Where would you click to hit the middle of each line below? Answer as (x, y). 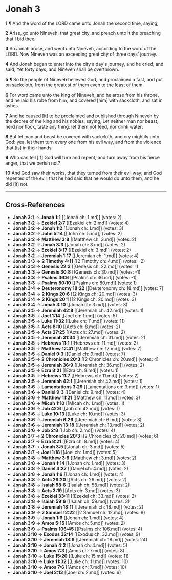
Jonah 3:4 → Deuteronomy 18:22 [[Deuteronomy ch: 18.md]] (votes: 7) (88, 288)
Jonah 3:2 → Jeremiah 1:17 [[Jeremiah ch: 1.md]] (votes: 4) (76, 256)
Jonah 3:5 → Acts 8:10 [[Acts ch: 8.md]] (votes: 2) (66, 327)
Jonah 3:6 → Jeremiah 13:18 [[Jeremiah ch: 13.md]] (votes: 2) (79, 425)
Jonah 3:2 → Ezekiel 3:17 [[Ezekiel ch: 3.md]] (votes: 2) (72, 250)
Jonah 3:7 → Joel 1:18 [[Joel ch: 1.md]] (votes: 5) (65, 452)
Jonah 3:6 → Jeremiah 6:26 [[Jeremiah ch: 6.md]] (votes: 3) (77, 419)
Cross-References (35, 205)
